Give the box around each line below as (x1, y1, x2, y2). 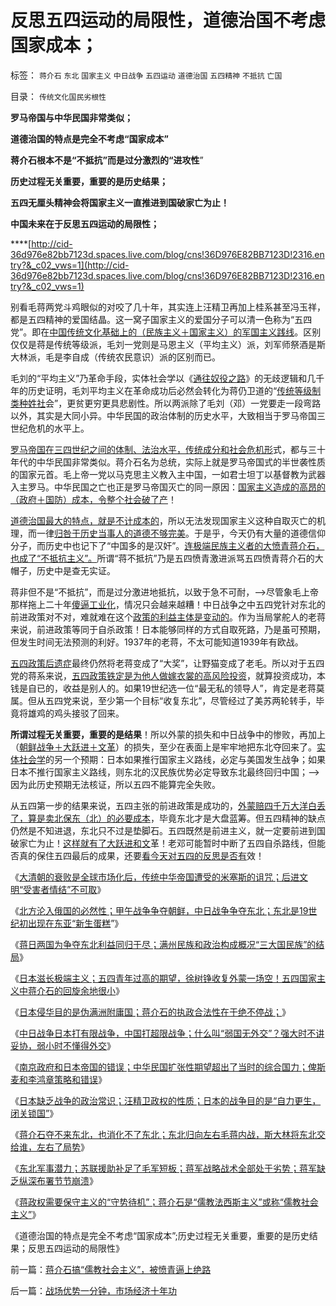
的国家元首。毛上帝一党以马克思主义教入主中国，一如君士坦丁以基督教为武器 (10, 468, 326, 480)
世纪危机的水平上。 (10, 422, 90, 434)
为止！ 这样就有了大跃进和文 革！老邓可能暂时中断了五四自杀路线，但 (36, 837, 317, 849)
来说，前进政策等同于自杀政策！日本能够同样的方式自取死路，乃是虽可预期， (10, 623, 326, 635)
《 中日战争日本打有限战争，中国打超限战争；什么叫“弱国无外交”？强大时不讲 (10, 1027, 325, 1039)
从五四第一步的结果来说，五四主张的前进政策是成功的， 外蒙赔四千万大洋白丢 (10, 799, 326, 811)
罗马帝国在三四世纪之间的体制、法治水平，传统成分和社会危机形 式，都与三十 (10, 443, 326, 455)
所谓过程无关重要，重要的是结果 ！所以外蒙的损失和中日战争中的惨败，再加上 (10, 728, 326, 740)
